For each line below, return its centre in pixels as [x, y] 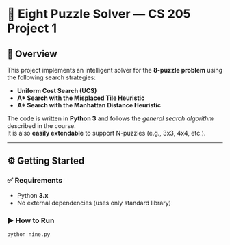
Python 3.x [33, 195]
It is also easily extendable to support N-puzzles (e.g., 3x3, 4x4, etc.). [106, 133]
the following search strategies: [51, 77]
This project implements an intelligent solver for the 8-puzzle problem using [115, 70]
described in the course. [42, 126]
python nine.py [29, 234]
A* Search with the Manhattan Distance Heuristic [89, 105]
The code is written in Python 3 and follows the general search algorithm [111, 118]
